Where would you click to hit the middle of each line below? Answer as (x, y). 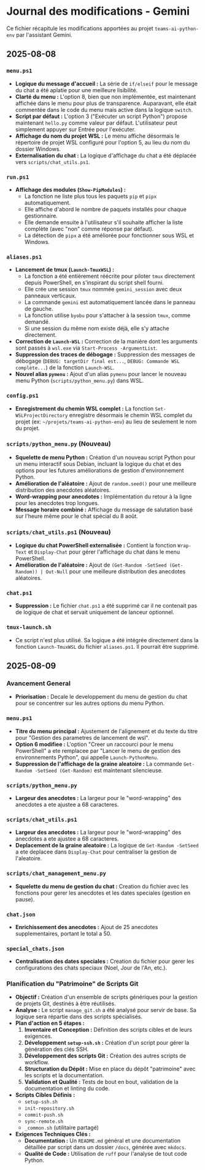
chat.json (21, 914)
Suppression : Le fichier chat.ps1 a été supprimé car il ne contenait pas (106, 606)
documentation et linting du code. (67, 1088)
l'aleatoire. (29, 858)
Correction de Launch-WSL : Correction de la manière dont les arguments (106, 342)
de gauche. (39, 309)
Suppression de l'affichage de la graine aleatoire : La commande (99, 764)
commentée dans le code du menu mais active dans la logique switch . (104, 109)
